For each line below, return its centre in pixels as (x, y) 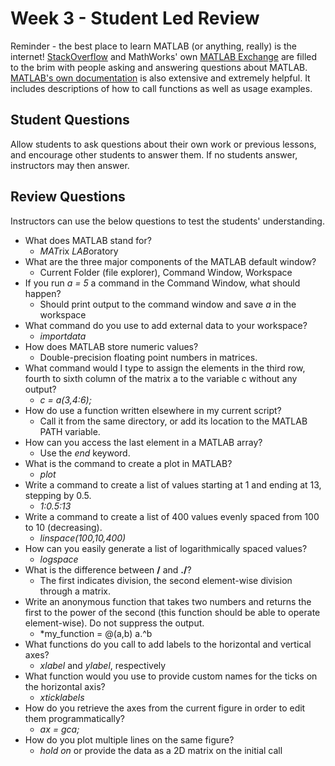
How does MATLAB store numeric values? (111, 346)
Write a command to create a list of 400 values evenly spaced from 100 (172, 516)
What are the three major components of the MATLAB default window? (170, 261)
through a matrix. (75, 591)
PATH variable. (70, 431)
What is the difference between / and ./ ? (108, 569)
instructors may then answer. (70, 165)
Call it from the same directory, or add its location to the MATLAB (173, 421)
